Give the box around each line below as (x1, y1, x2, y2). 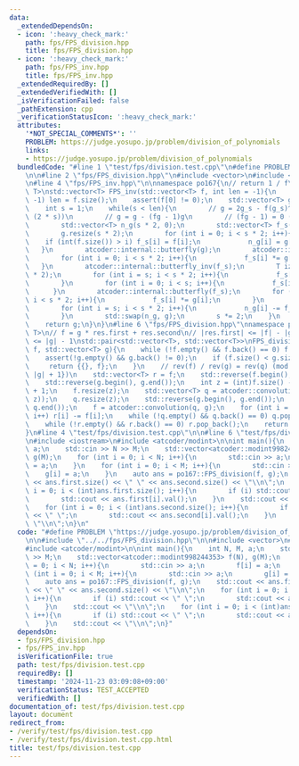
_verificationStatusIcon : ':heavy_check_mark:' (17, 112, 198, 121)
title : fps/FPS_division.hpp (25, 46, 133, 55)
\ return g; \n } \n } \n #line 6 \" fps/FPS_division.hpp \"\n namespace (25, 321, 285, 329)
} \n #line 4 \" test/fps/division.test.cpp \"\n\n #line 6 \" (25, 428, 245, 437)
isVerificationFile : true (17, 653, 114, 662)
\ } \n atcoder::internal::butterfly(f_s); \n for (25, 287, 285, 296)
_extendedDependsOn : (17, 21, 93, 30)
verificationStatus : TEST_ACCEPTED (17, 685, 149, 695)
